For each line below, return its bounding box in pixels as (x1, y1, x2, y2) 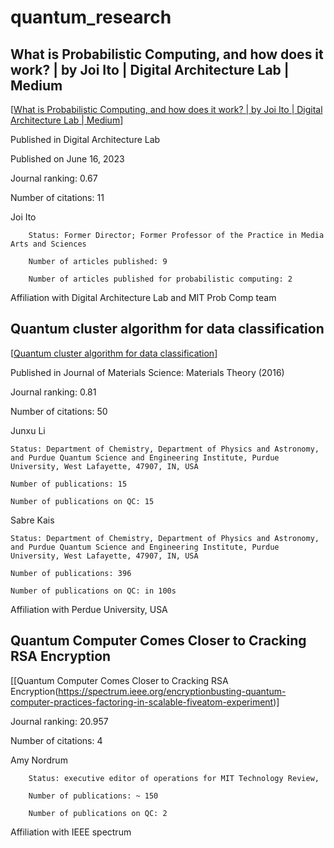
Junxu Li (10, 424, 46, 436)
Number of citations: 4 (10, 734, 103, 746)
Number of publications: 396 (10, 568, 132, 578)
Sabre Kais (10, 514, 55, 526)
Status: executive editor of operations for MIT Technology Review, (28, 773, 320, 783)
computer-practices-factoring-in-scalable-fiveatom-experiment (10, 696, 274, 708)
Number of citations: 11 (10, 192, 105, 203)
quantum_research (10, 6, 172, 29)
